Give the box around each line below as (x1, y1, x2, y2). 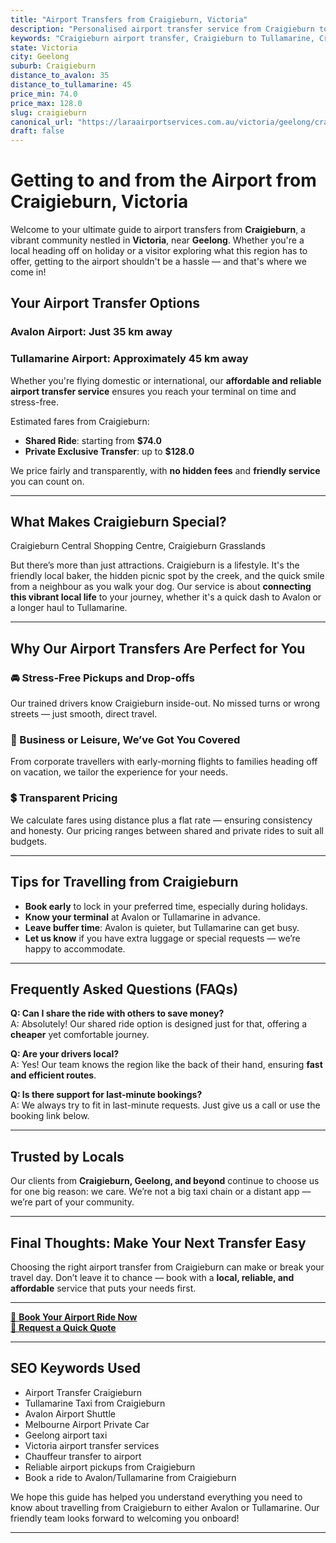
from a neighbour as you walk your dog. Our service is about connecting (10, 581, 312, 593)
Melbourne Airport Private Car (24, 1418, 150, 1430)
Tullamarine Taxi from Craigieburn (24, 1397, 166, 1409)
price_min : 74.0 (10, 89, 78, 99)
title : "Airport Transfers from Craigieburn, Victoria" (10, 14, 248, 25)
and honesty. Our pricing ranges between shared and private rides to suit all (10, 824, 325, 836)
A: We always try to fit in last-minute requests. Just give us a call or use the (10, 1099, 321, 1111)
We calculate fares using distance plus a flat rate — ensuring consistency (10, 814, 313, 826)
